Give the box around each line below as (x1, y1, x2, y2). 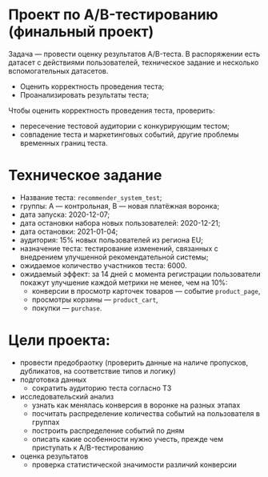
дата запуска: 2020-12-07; (19, 210, 110, 219)
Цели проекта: (8, 331, 110, 350)
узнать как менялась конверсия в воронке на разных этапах (31, 400, 241, 410)
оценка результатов (19, 451, 89, 461)
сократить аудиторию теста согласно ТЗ (31, 383, 172, 393)
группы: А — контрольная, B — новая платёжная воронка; (19, 201, 220, 210)
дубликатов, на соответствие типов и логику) (19, 366, 176, 375)
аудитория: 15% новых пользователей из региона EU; (19, 234, 204, 245)
